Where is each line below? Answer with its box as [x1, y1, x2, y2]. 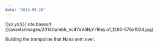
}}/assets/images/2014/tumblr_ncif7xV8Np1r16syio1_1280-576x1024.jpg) [5, 26, 154, 32]
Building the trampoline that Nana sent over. [5, 36, 96, 42]
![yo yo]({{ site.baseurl [5, 21, 51, 27]
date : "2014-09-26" [5, 7, 46, 12]
